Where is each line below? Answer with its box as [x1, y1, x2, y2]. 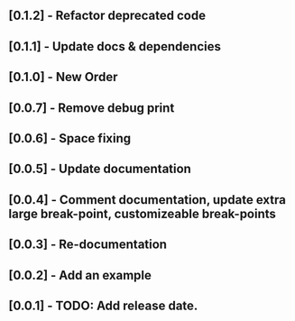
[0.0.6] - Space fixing [8, 131, 132, 146]
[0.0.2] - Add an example [8, 267, 152, 283]
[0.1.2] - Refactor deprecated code [8, 8, 207, 23]
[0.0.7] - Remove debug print [8, 100, 175, 115]
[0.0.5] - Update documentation [8, 161, 191, 177]
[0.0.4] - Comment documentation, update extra [8, 192, 286, 207]
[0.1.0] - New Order [8, 69, 118, 85]
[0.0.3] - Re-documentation [8, 237, 168, 252]
